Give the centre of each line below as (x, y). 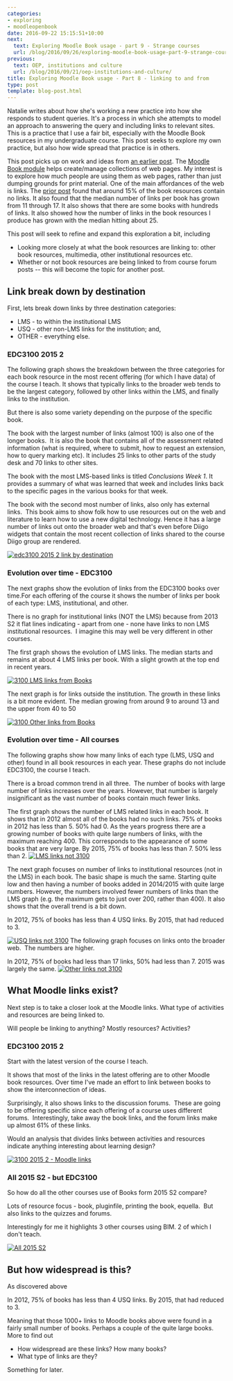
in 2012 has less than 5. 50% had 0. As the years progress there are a (106, 826)
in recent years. (29, 667)
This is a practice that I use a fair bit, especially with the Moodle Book (106, 133)
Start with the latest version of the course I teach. (78, 1061)
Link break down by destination (76, 292)
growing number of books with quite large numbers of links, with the (105, 833)
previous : (21, 59)
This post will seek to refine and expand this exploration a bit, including (109, 234)
